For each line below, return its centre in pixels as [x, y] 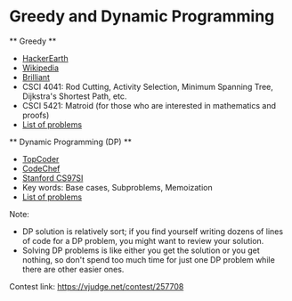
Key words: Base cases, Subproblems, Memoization [118, 187]
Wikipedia [41, 68]
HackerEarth [45, 58]
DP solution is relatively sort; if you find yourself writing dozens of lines [152, 231]
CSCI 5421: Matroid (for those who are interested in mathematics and [149, 105]
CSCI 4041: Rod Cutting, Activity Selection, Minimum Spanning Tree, [148, 86]
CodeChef [41, 168]
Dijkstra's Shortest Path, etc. [74, 96]
